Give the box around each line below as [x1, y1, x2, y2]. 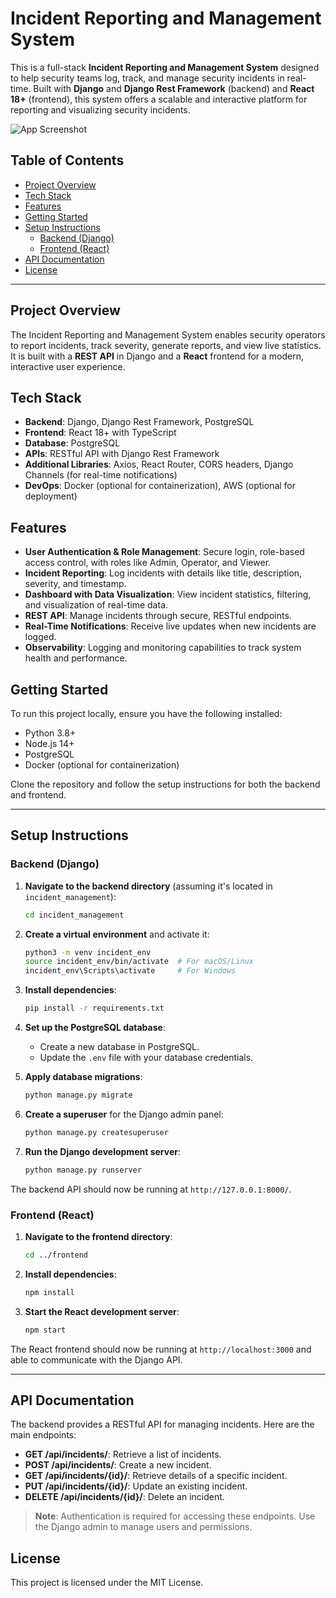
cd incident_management [24, 910, 125, 920]
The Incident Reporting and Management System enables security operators [10, 328, 326, 341]
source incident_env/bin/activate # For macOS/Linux [24, 957, 254, 967]
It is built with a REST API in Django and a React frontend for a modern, [10, 350, 304, 362]
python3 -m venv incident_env [24, 947, 152, 957]
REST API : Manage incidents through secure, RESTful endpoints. [24, 610, 292, 622]
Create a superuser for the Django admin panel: [24, 1108, 224, 1120]
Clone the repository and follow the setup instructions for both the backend [10, 778, 321, 790]
